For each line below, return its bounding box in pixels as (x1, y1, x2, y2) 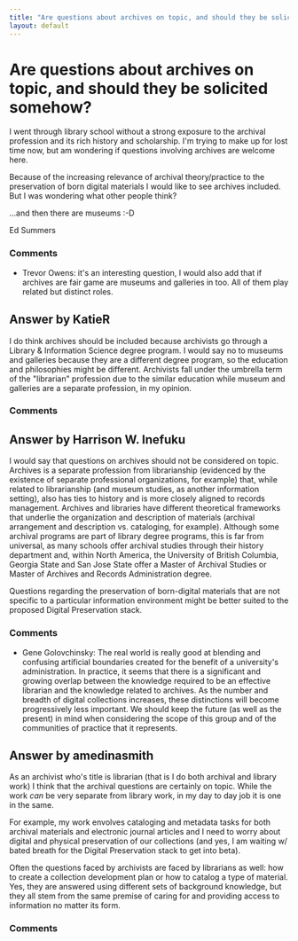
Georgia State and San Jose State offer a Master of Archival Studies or (9, 560, 267, 570)
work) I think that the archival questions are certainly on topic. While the (9, 781, 272, 792)
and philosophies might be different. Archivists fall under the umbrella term (9, 364, 283, 374)
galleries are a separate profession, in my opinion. (9, 382, 192, 393)
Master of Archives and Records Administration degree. (9, 569, 213, 579)
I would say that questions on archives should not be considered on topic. (9, 456, 279, 467)
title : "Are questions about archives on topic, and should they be (9, 12, 268, 22)
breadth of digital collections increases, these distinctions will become (21, 694, 279, 705)
